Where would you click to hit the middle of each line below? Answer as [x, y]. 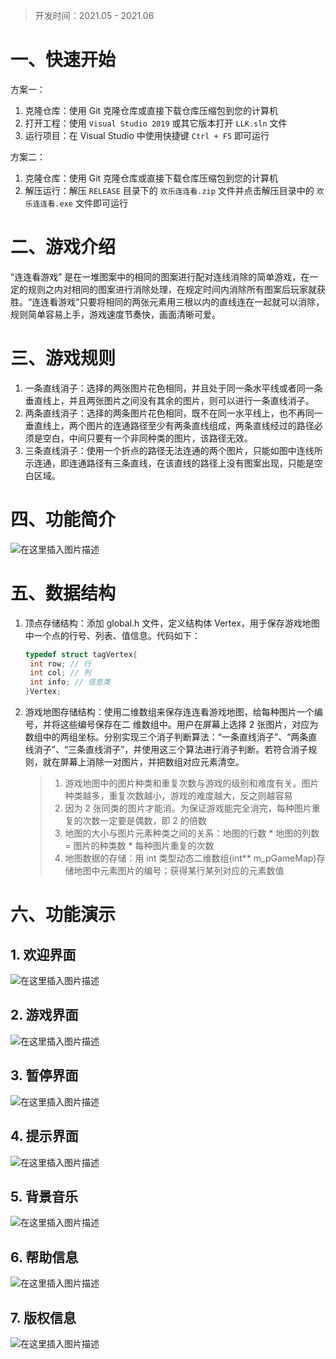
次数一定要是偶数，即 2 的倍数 [144, 821]
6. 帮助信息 [44, 1257]
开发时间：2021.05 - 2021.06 [94, 15]
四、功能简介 [63, 520]
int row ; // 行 [60, 664]
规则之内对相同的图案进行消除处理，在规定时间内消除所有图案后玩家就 [172, 289]
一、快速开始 [63, 60]
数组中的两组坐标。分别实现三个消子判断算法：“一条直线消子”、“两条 [166, 737]
